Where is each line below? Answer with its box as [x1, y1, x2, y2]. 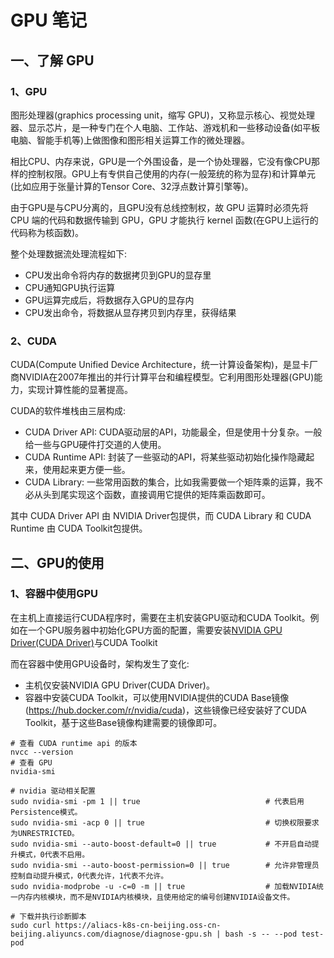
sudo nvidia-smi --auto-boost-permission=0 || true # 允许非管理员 [10, 860, 320, 870]
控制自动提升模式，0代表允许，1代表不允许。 [10, 871, 169, 881]
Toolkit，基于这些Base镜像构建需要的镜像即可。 [24, 716, 223, 728]
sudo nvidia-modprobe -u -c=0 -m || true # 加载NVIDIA [10, 881, 317, 891]
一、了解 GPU [10, 52, 95, 69]
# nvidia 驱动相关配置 [10, 786, 96, 796]
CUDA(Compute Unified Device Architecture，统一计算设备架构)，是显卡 [10, 359, 310, 371]
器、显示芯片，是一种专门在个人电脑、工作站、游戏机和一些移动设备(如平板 [10, 121, 321, 133]
